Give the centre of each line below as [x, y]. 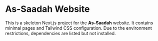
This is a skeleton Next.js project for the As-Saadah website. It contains [79, 23]
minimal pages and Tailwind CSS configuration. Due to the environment [78, 28]
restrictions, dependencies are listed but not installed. [60, 33]
